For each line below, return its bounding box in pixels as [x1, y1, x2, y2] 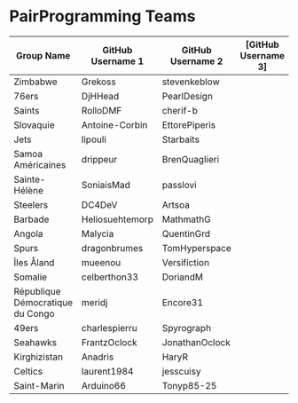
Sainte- [13, 173, 46, 186]
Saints [13, 104, 40, 116]
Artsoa [161, 198, 191, 210]
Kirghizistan [13, 351, 64, 363]
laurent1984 [81, 365, 134, 377]
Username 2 [169, 55, 223, 67]
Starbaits [161, 133, 200, 146]
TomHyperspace [161, 241, 232, 254]
